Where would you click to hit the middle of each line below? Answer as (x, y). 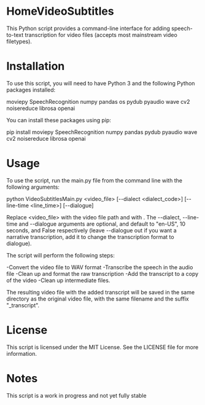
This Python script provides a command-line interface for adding (88, 28)
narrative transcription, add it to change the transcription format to (90, 237)
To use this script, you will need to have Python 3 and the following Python (101, 83)
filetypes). (19, 41)
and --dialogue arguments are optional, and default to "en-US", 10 (102, 224)
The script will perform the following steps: (61, 255)
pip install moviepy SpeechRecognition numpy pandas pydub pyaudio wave (102, 132)
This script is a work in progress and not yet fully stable (76, 395)
